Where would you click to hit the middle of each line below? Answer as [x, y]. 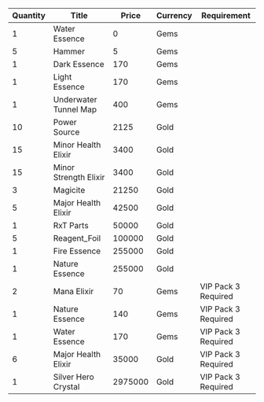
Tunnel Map [75, 109]
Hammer [69, 52]
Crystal [66, 387]
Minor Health [77, 145]
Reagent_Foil [77, 238]
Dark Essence [79, 64]
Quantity [29, 15]
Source [66, 132]
